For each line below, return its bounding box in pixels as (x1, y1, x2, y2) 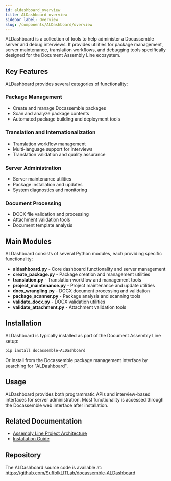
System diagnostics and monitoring (12, 187, 88, 193)
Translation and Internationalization (5, 129, 96, 136)
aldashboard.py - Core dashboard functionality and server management (12, 266, 166, 272)
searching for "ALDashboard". (5, 363, 68, 369)
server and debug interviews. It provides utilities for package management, (5, 42, 163, 48)
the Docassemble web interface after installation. (5, 402, 109, 408)
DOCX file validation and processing (12, 211, 89, 217)
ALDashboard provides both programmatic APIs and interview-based (5, 391, 151, 397)
